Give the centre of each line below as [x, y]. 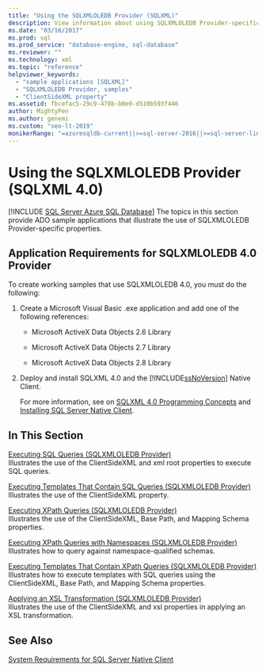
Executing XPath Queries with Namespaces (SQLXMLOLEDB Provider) [123, 543]
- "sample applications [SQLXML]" [72, 82]
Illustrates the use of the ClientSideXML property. [89, 495]
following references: [54, 317]
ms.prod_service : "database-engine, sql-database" [93, 45]
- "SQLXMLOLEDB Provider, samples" [74, 89]
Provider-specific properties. [55, 228]
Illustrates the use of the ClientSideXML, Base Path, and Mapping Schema [129, 519]
